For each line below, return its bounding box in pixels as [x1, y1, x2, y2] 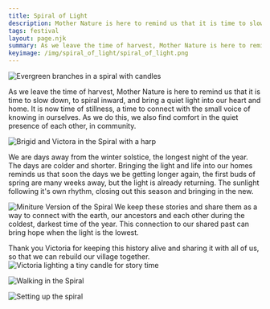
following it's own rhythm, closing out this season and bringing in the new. [8, 187, 254, 196]
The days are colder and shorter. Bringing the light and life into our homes [8, 161, 253, 170]
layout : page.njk [8, 34, 67, 43]
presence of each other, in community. [8, 122, 137, 130]
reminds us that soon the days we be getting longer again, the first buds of [8, 170, 256, 179]
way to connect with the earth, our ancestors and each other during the [8, 211, 245, 220]
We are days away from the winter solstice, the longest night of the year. [8, 152, 249, 162]
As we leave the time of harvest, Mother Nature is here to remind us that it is [8, 87, 261, 97]
